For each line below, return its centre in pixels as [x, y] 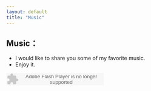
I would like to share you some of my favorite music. [80, 58]
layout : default [27, 12]
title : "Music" [25, 17]
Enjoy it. [25, 64]
